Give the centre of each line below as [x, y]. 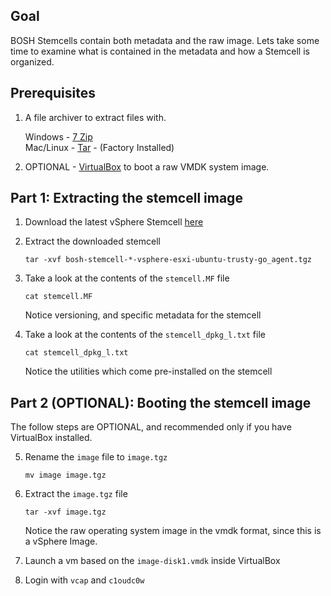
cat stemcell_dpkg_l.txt [76, 353]
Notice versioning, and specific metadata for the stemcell [143, 315]
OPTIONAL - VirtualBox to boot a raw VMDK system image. [147, 166]
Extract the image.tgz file [76, 494]
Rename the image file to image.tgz [96, 457]
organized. [32, 61]
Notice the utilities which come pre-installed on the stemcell [148, 371]
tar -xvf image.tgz [65, 512]
